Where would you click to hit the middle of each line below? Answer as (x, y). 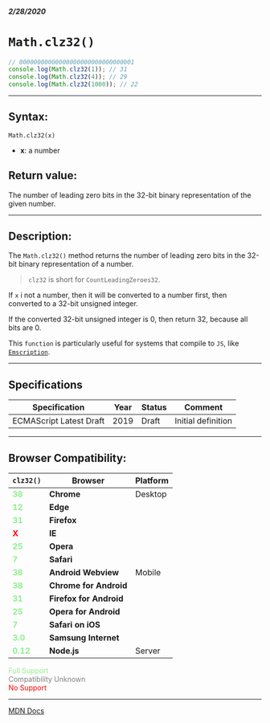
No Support (27, 688)
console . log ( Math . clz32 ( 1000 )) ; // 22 (73, 84)
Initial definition (204, 421)
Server (148, 651)
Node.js (64, 651)
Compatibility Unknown (47, 680)
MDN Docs (27, 711)
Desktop (151, 494)
